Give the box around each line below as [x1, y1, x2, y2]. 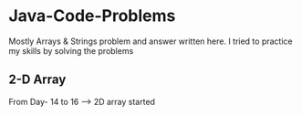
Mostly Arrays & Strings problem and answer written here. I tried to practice [8, 36, 293, 47]
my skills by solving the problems [8, 45, 134, 56]
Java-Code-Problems [8, 5, 176, 26]
